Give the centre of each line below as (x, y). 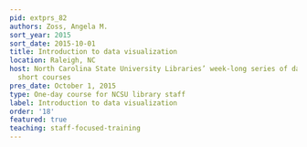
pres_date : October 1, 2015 (63, 86)
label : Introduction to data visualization (94, 103)
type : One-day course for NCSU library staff (97, 94)
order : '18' (32, 111)
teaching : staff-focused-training (75, 129)
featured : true (38, 120)
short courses (44, 78)
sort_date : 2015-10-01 (53, 43)
